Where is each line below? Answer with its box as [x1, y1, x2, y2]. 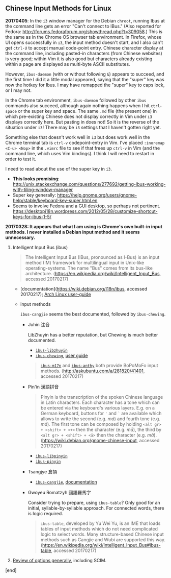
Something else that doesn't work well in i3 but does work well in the [5, 134, 150, 140]
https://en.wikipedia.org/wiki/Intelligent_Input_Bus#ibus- [42, 542, 161, 548]
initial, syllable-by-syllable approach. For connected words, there [27, 505, 164, 511]
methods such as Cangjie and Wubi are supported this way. [40, 536, 166, 543]
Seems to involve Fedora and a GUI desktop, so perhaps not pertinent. [12, 203, 160, 209]
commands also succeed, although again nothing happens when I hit [5, 102, 150, 109]
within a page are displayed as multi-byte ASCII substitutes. [5, 61, 131, 67]
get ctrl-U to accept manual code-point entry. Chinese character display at [5, 44, 164, 51]
